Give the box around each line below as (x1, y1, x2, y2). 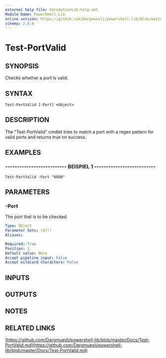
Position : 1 (5, 246, 30, 251)
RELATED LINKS (5, 324, 55, 332)
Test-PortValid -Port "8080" (5, 174, 65, 179)
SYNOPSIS (5, 62, 39, 70)
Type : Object (5, 223, 32, 229)
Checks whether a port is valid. (5, 75, 69, 81)
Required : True (5, 241, 37, 246)
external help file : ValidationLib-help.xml (5, 7, 98, 12)
